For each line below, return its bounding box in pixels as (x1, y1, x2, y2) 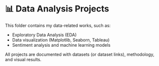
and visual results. (5, 56, 42, 62)
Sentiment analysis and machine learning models (12, 42, 111, 48)
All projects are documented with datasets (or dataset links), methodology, (5, 51, 155, 57)
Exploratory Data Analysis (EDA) (12, 32, 77, 38)
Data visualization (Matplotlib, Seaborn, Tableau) (12, 37, 110, 43)
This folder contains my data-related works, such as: (5, 22, 111, 28)
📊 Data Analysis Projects (5, 3, 109, 14)
